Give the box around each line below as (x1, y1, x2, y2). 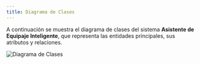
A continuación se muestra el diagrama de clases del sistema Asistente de (6, 26, 195, 33)
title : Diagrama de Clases (6, 9, 75, 15)
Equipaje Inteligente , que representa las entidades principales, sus (6, 32, 176, 40)
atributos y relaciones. (6, 38, 63, 46)
